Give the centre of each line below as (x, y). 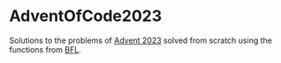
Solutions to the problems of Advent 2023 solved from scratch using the (140, 40)
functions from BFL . (45, 49)
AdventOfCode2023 (86, 16)
